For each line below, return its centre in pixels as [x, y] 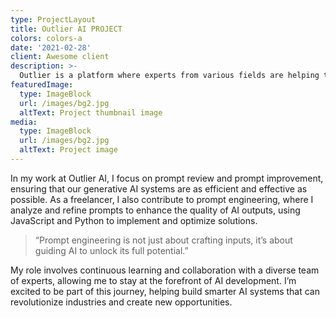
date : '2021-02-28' [51, 47]
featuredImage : [42, 85]
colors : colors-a [46, 38]
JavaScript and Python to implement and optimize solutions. [134, 220]
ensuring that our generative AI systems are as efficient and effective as [159, 188]
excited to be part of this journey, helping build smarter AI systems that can [165, 291]
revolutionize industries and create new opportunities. [121, 302]
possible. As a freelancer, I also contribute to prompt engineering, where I [162, 199]
